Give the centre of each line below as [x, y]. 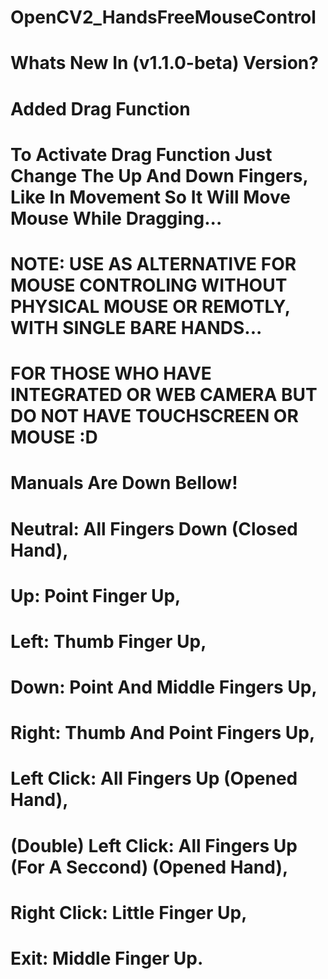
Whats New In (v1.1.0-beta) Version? [164, 63]
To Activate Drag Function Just [141, 154]
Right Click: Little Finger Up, [129, 912]
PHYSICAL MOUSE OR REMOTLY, [150, 306]
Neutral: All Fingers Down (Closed [154, 528]
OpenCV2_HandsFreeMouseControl [163, 17]
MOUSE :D [54, 437]
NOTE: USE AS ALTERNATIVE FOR [153, 263]
